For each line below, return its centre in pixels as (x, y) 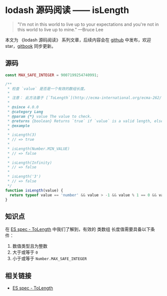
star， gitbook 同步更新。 (31, 46)
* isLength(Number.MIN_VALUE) (39, 149)
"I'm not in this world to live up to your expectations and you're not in (88, 24)
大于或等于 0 (25, 252)
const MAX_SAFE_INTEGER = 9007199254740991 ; (52, 75)
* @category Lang (25, 112)
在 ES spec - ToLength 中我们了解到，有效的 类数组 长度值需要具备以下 (78, 229)
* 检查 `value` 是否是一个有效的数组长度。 (47, 89)
